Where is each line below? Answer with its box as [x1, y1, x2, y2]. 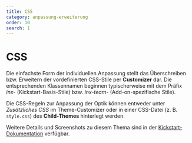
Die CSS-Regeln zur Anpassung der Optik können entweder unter [6, 100, 165, 107]
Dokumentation [6, 130, 44, 137]
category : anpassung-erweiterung [6, 14, 88, 20]
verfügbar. [44, 130, 70, 137]
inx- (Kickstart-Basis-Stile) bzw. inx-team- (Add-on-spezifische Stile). [6, 89, 176, 96]
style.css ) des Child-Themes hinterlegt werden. [6, 112, 125, 119]
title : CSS [6, 8, 33, 15]
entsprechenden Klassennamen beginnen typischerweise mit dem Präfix [6, 82, 183, 89]
